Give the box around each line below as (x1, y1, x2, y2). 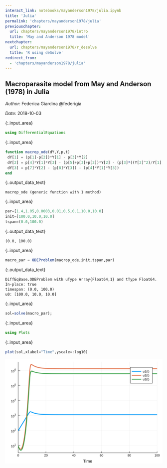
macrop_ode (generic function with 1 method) (5, 190, 101, 195)
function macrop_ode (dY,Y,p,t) (5, 150, 70, 155)
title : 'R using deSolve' (9, 50, 64, 55)
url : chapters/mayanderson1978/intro (9, 29, 88, 34)
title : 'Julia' (5, 13, 37, 18)
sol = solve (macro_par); (5, 311, 52, 316)
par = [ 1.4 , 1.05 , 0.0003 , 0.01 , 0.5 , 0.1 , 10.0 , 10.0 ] (5, 209, 104, 214)
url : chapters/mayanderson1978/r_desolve (9, 45, 97, 50)
